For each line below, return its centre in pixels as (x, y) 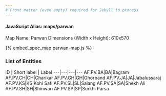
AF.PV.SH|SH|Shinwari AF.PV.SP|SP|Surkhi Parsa (57, 89)
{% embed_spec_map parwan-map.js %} (49, 48)
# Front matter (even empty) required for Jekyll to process (72, 10)
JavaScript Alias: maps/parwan (40, 27)
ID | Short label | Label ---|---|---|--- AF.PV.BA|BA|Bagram (67, 72)
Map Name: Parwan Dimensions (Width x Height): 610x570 (67, 38)
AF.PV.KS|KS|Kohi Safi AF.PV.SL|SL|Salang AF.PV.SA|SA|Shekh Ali (75, 83)
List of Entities (24, 61)
